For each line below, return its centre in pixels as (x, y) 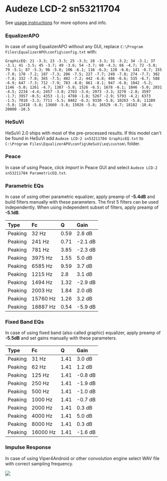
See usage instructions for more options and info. (56, 23)
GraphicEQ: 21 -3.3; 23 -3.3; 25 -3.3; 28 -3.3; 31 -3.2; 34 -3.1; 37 (80, 61)
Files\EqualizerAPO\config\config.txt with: (51, 52)
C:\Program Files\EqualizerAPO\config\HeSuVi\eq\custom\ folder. (73, 143)
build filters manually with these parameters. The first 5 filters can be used (82, 202)
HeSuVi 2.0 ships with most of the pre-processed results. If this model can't (83, 133)
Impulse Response (28, 447)
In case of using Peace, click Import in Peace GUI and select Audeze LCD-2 (81, 167)
